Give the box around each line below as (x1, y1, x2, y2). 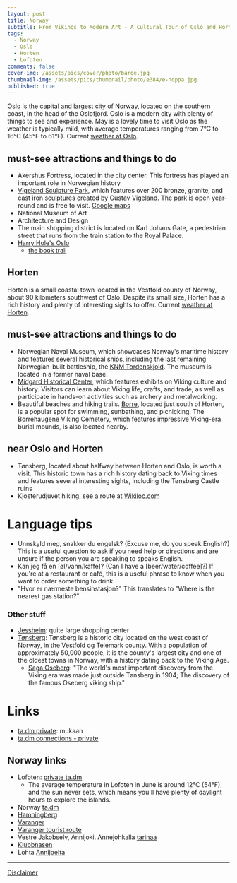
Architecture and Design (17, 216, 89, 225)
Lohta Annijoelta (17, 848, 66, 857)
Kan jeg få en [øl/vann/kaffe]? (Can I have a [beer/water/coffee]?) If (17, 562, 214, 571)
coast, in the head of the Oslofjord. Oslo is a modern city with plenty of (7, 109, 214, 118)
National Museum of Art (17, 209, 87, 218)
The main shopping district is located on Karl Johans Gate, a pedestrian (17, 224, 226, 232)
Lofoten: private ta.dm (17, 773, 83, 781)
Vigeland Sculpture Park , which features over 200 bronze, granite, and (17, 186, 224, 195)
